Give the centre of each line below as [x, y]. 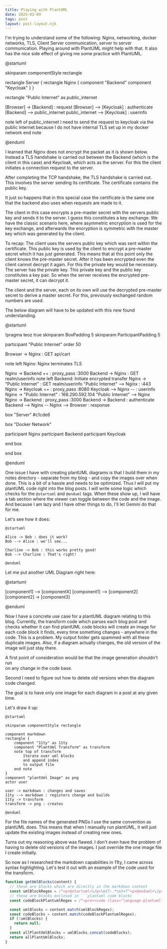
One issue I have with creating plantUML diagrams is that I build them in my [82, 473]
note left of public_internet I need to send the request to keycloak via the [80, 122]
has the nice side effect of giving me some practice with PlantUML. [74, 54]
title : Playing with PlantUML [37, 10]
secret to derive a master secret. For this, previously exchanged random [79, 295]
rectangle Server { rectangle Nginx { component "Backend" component [78, 83]
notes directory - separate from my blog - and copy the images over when [81, 478]
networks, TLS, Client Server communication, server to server [69, 43]
